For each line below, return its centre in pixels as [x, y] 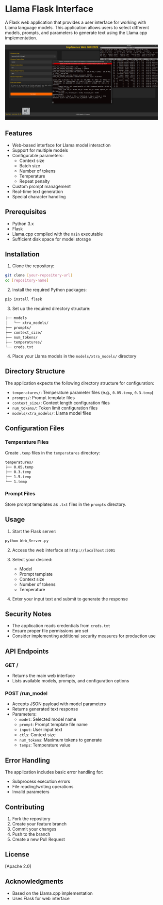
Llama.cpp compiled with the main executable [57, 234]
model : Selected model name [48, 719]
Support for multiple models [40, 150]
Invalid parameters [31, 792]
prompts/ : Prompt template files [43, 397]
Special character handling [39, 196]
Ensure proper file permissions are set [50, 631]
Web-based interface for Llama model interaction [61, 145]
